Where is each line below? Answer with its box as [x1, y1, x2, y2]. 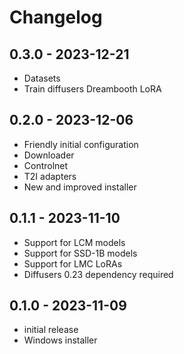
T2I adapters [23, 170, 77, 182]
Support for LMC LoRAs [23, 257, 123, 270]
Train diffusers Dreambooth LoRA [23, 83, 162, 95]
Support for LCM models [23, 236, 126, 248]
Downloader [23, 149, 75, 161]
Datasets [23, 72, 61, 84]
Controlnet [23, 159, 69, 171]
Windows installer [23, 334, 98, 346]
